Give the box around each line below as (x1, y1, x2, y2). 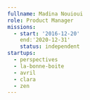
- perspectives (13, 56, 58, 63)
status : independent (20, 43, 80, 50)
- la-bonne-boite (13, 63, 65, 70)
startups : (7, 50, 37, 57)
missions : (7, 23, 37, 30)
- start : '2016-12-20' (13, 30, 80, 37)
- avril (13, 69, 37, 76)
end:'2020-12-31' (20, 37, 71, 44)
